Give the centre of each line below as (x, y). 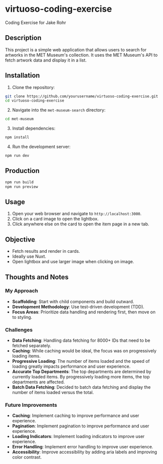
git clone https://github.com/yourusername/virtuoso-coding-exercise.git (82, 96)
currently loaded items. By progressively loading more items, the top (81, 377)
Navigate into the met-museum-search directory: (59, 110)
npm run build (20, 182)
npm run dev (17, 156)
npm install (17, 137)
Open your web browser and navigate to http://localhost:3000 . (77, 214)
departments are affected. (38, 382)
